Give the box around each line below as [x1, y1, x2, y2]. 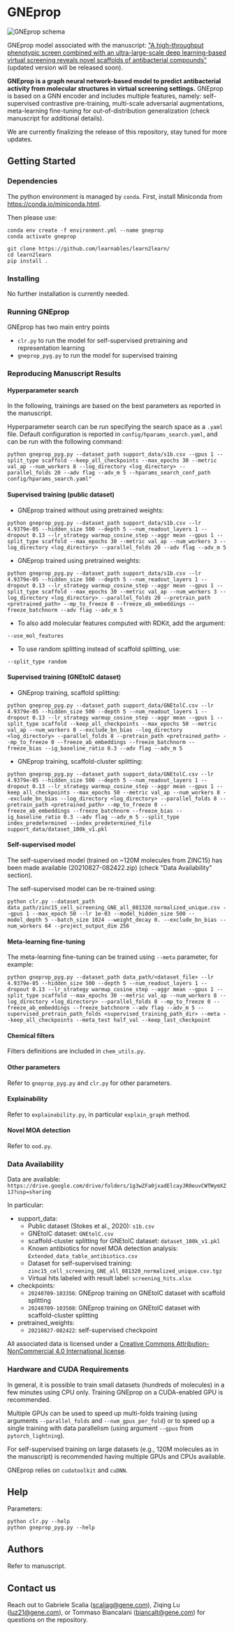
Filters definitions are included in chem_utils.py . [7, 1047, 145, 1056]
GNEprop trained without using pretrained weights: [17, 505, 164, 514]
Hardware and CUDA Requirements [7, 1364, 129, 1374]
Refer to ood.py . [7, 1142, 52, 1150]
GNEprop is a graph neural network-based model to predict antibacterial [7, 76, 221, 85]
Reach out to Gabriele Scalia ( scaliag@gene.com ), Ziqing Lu [7, 1601, 180, 1609]
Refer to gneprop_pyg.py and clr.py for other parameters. [7, 1079, 173, 1087]
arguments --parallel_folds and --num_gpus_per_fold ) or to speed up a [7, 1416, 215, 1424]
